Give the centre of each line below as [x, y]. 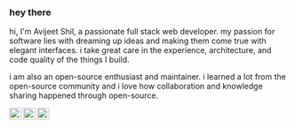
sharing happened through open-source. [84, 95]
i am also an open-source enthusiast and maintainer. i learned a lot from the [147, 77]
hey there [30, 12]
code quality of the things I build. [70, 60]
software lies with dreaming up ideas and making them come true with [138, 41]
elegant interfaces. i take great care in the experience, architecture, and [140, 50]
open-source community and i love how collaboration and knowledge [136, 87]
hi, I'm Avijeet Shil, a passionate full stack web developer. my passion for [142, 32]
